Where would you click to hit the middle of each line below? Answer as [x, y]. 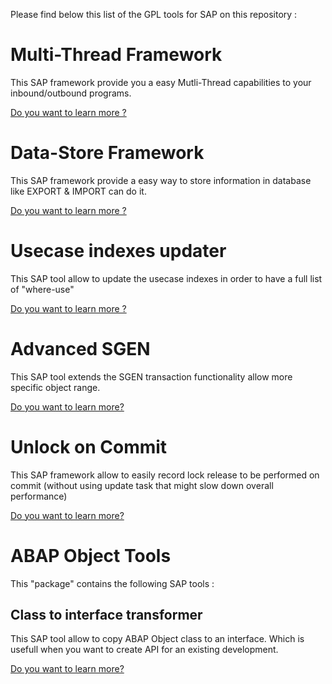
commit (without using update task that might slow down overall [142, 485]
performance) [39, 496]
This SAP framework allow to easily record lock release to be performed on [165, 475]
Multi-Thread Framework [116, 55]
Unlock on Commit [89, 446]
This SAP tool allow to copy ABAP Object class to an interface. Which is [157, 639]
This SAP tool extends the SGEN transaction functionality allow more [151, 376]
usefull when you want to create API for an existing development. [144, 650]
